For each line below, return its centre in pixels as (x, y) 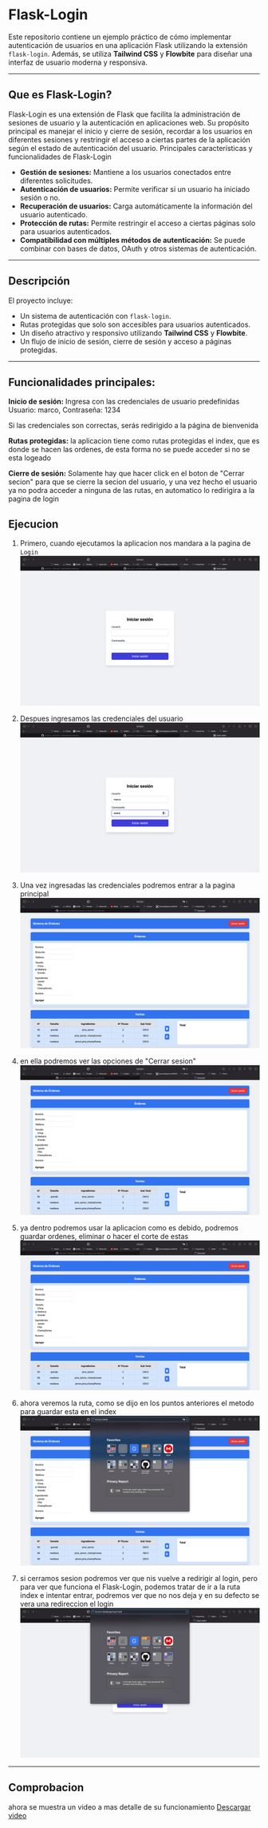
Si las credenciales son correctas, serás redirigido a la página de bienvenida (134, 426)
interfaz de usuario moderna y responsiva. (78, 62)
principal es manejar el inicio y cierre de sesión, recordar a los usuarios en (130, 131)
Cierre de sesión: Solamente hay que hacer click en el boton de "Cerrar (126, 474)
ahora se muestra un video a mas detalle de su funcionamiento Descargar (130, 1806)
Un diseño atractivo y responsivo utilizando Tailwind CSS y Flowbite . (134, 332)
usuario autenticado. (53, 214)
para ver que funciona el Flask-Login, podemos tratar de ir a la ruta (130, 1587)
